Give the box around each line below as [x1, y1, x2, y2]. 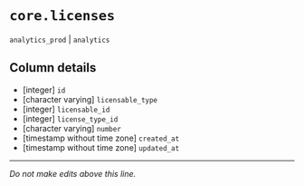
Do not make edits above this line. [9, 168, 137, 179]
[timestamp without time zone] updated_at [22, 142, 180, 152]
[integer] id [22, 84, 66, 95]
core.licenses [9, 7, 116, 24]
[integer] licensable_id [22, 103, 110, 114]
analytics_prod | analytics [9, 34, 110, 44]
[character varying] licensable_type [22, 93, 158, 104]
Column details [9, 60, 97, 75]
